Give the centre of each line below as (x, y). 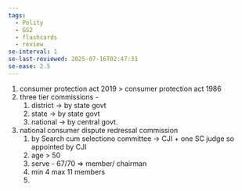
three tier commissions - (59, 97)
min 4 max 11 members (68, 171)
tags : (17, 15)
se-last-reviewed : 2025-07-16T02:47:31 (73, 59)
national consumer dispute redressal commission (99, 130)
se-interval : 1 (33, 52)
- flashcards (36, 37)
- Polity (29, 23)
